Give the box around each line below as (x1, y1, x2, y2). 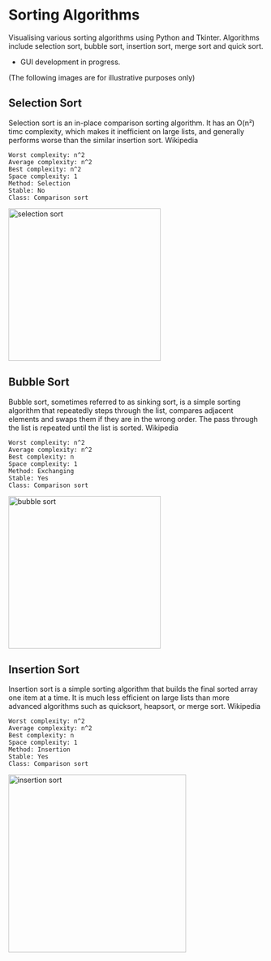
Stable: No (8, 186, 45, 194)
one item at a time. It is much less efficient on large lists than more (8, 693, 230, 702)
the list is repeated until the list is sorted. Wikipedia (8, 423, 179, 433)
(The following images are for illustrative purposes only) (8, 72, 196, 82)
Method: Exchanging (8, 467, 75, 475)
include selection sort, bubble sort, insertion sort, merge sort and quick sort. (8, 41, 264, 50)
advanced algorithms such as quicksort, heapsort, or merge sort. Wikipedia (8, 702, 261, 711)
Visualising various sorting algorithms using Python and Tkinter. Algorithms (8, 33, 260, 42)
